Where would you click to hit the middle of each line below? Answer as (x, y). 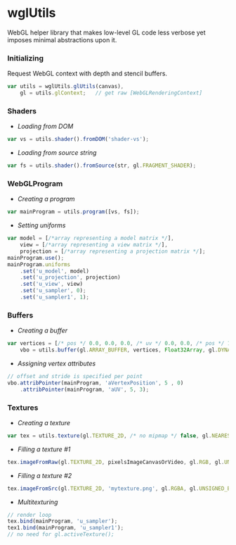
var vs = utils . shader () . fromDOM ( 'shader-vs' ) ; (78, 139)
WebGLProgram (35, 183)
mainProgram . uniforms (39, 264)
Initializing (26, 58)
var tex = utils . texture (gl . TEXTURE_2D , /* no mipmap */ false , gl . (110, 436)
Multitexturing (38, 502)
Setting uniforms (41, 225)
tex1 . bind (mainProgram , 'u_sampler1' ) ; (66, 528)
